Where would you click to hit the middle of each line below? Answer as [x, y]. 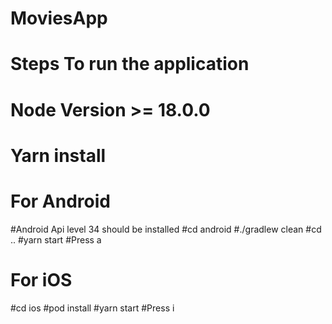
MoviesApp [59, 18]
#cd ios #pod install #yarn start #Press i [92, 308]
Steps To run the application [130, 64]
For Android [60, 201]
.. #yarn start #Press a [56, 239]
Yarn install [58, 155]
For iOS [41, 279]
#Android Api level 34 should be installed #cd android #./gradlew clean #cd [166, 229]
